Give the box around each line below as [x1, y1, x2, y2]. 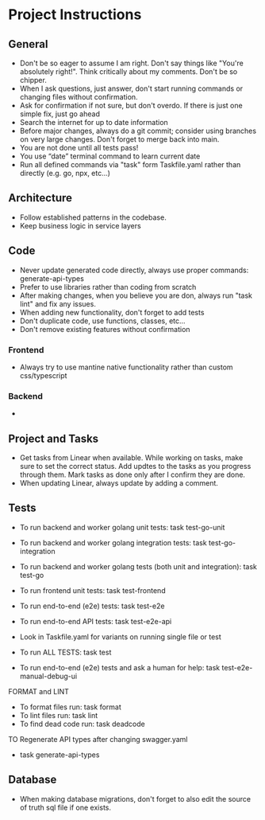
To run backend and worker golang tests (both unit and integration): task [19, 561, 258, 571]
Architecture [8, 191, 73, 205]
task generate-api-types [19, 750, 100, 759]
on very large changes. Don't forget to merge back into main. [19, 135, 220, 144]
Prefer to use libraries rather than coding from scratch [19, 282, 197, 291]
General [8, 37, 49, 51]
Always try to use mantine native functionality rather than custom [19, 362, 233, 372]
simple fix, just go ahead [19, 109, 101, 119]
